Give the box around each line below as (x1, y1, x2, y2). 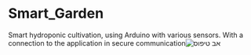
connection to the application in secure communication (8, 38, 186, 47)
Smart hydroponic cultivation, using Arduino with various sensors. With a (8, 30, 244, 40)
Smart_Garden (8, 5, 104, 22)
